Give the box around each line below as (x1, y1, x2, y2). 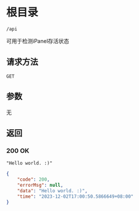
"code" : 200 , (17, 176, 50, 183)
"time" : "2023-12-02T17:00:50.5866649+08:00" (17, 193, 134, 199)
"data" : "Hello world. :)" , (17, 187, 88, 194)
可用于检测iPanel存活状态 (6, 37, 69, 44)
